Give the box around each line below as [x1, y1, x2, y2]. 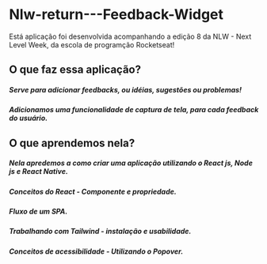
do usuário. [9, 113, 48, 123]
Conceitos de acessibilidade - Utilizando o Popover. [9, 247, 184, 256]
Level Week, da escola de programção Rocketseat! [9, 40, 175, 49]
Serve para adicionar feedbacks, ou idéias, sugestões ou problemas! [9, 85, 242, 94]
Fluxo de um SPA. [9, 207, 68, 217]
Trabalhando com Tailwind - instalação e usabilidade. [9, 227, 192, 236]
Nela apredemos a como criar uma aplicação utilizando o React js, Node [9, 158, 253, 168]
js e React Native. [9, 167, 68, 176]
